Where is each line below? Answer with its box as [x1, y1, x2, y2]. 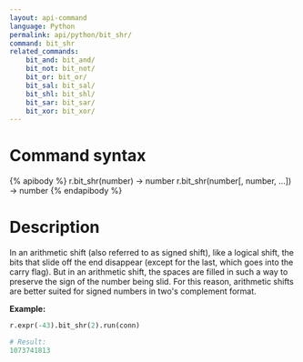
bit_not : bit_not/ [25, 65, 96, 74]
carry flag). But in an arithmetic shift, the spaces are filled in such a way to [9, 266, 288, 277]
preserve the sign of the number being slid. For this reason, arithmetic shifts [9, 277, 294, 287]
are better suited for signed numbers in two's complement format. [9, 286, 257, 297]
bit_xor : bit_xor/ [25, 106, 96, 116]
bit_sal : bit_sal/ [25, 81, 96, 90]
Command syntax [9, 146, 146, 166]
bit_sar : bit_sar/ [25, 97, 96, 107]
